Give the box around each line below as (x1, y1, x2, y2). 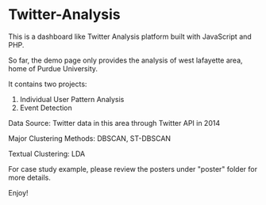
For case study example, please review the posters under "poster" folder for (8, 164, 258, 173)
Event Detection (19, 103, 73, 112)
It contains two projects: (8, 79, 87, 89)
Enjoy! (8, 188, 29, 197)
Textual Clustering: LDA (8, 149, 86, 158)
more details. (8, 173, 52, 182)
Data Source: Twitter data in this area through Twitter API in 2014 (8, 118, 221, 127)
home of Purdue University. (8, 63, 98, 73)
